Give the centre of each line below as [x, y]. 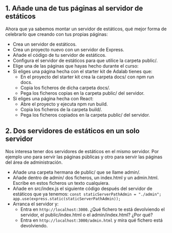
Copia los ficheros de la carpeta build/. [61, 109]
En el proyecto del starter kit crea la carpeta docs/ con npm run [87, 77]
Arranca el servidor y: [36, 204]
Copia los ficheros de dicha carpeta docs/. [65, 88]
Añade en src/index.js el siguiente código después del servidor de [82, 188]
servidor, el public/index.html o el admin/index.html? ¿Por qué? [87, 215]
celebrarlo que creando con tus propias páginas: [57, 34]
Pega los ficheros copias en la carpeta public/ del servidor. [82, 93]
